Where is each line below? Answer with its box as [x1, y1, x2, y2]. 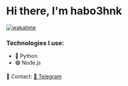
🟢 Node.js [14, 59, 41, 66]
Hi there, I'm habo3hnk [6, 4, 123, 18]
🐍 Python [14, 53, 38, 60]
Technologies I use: [6, 39, 65, 47]
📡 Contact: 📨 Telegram [6, 73, 62, 80]
